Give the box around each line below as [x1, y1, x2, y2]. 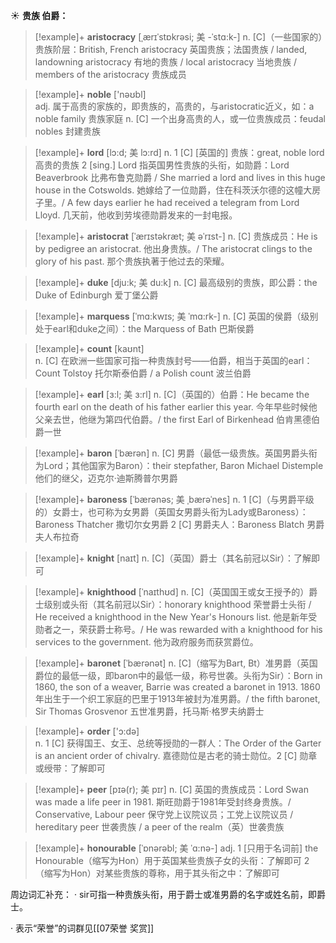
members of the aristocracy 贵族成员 [34, 69, 187, 80]
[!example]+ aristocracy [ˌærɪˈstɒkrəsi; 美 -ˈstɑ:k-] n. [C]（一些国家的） [34, 31, 323, 43]
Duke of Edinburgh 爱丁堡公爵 [34, 289, 159, 301]
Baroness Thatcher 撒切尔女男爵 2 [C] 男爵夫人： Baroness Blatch [34, 519, 305, 530]
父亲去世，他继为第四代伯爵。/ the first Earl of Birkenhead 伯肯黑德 [34, 414, 312, 425]
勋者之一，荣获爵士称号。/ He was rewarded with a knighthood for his [34, 624, 323, 635]
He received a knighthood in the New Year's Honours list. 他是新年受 [34, 611, 318, 623]
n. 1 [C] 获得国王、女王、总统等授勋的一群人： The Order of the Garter [34, 737, 322, 749]
